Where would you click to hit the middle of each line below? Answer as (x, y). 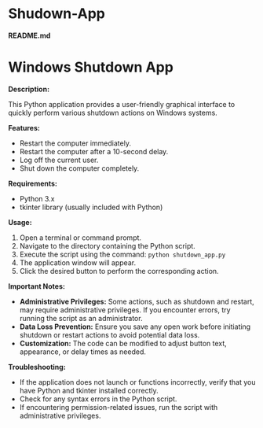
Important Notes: (37, 286)
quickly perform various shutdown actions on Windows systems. (113, 113)
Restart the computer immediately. (75, 143)
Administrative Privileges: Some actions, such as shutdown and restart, (137, 301)
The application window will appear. (77, 262)
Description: (29, 89)
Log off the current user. (59, 160)
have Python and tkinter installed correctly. (89, 390)
